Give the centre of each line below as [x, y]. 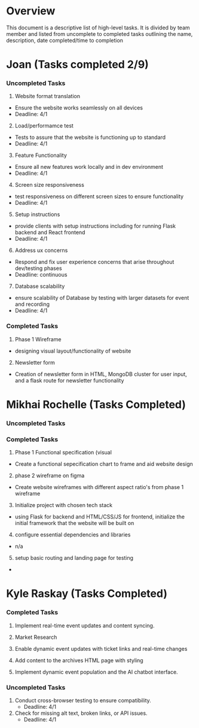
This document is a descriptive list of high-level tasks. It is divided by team [98, 28]
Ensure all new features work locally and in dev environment [89, 167]
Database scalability [40, 286]
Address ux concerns [41, 250]
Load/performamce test [44, 126]
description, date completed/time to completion [65, 40]
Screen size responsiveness [50, 185]
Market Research [36, 637]
